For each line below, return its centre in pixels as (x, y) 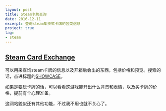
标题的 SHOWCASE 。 (44, 76)
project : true (20, 28)
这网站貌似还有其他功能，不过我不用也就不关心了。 (57, 103)
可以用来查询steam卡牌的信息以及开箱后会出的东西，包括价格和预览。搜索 (81, 70)
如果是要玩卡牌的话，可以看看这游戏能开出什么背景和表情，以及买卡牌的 (79, 87)
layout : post (19, 10)
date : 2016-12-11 (23, 19)
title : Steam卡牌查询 (26, 14)
